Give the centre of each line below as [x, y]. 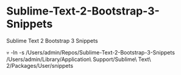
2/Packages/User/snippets [40, 65]
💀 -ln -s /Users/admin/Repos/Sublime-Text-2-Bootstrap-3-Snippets [91, 52]
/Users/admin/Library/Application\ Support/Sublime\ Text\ [79, 59]
